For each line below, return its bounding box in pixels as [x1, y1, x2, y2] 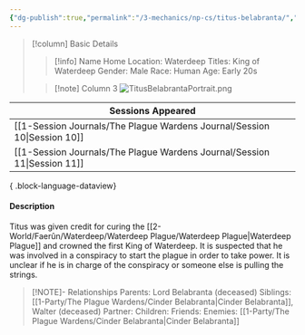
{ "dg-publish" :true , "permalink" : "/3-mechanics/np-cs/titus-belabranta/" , [9, 13, 295, 23]
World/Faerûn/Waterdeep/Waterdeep [9, 230, 148, 241]
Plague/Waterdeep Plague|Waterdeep [149, 230, 292, 241]
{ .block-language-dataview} [9, 180, 117, 191]
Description [9, 201, 55, 212]
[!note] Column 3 [54, 82, 118, 93]
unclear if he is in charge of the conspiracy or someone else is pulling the [9, 259, 284, 270]
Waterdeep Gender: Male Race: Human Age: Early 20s [54, 65, 258, 76]
